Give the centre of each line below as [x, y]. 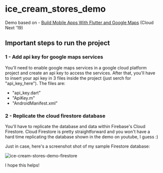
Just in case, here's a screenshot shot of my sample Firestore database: [78, 146]
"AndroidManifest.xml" [35, 103]
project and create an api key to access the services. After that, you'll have [80, 73]
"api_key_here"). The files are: [35, 83]
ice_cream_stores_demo [55, 9]
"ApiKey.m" [23, 98]
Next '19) [14, 27]
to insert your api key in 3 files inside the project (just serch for [68, 78]
